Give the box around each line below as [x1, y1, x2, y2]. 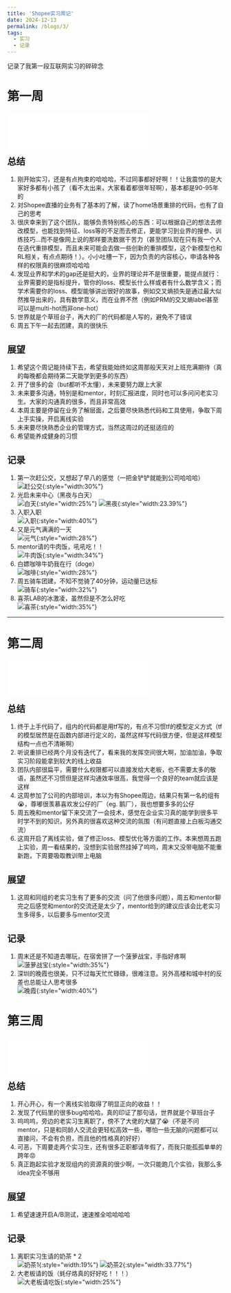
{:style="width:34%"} [42, 551, 104, 559]
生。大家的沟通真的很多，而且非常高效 [16, 397, 126, 406]
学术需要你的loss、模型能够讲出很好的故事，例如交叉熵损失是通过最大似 [16, 287, 222, 295]
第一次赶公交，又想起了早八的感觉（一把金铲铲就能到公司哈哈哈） [16, 473, 204, 482]
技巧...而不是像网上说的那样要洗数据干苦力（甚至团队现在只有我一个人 [23, 235, 221, 244]
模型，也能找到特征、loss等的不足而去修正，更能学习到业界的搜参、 [23, 227, 216, 235]
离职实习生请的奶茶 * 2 [16, 1252, 82, 1260]
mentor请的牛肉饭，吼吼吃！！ [16, 542, 104, 551]
